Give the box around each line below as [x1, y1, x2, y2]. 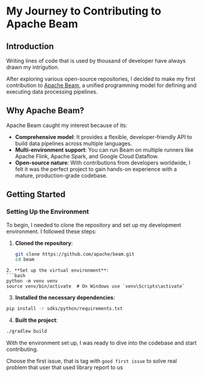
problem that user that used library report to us [6, 364, 123, 371]
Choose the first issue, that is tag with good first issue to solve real [6, 358, 177, 364]
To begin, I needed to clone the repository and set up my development [6, 221, 181, 228]
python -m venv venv [6, 278, 59, 285]
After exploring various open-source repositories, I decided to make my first [6, 76, 196, 82]
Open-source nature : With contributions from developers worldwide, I [14, 159, 191, 166]
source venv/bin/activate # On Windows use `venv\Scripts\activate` [6, 283, 185, 289]
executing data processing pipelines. [6, 88, 98, 95]
